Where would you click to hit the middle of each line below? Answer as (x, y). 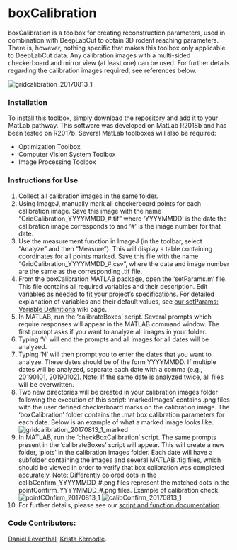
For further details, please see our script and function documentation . (120, 505)
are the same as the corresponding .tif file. (80, 271)
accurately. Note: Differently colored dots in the (87, 475)
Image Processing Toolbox (57, 162)
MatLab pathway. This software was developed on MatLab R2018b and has (117, 126)
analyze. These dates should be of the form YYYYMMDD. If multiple (117, 362)
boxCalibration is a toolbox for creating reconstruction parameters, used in (117, 33)
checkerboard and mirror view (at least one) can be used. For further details (119, 62)
